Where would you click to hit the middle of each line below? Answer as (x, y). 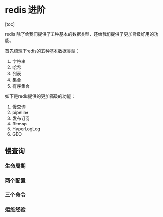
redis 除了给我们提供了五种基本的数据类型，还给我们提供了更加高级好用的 (80, 34)
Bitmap (19, 124)
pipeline (20, 112)
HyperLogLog (26, 129)
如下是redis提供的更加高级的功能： (40, 96)
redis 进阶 (25, 10)
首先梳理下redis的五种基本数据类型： (42, 51)
